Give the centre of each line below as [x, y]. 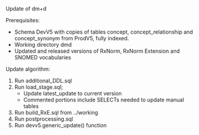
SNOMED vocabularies [43, 57]
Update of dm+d [26, 9]
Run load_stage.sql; [39, 87]
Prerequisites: [23, 20]
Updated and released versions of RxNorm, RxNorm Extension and [97, 51]
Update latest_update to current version [72, 93]
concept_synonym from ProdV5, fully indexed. [72, 38]
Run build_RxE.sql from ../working [56, 112]
